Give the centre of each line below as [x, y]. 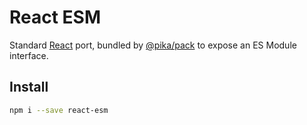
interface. [29, 55]
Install [29, 87]
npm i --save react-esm [59, 110]
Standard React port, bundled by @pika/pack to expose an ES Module [153, 45]
